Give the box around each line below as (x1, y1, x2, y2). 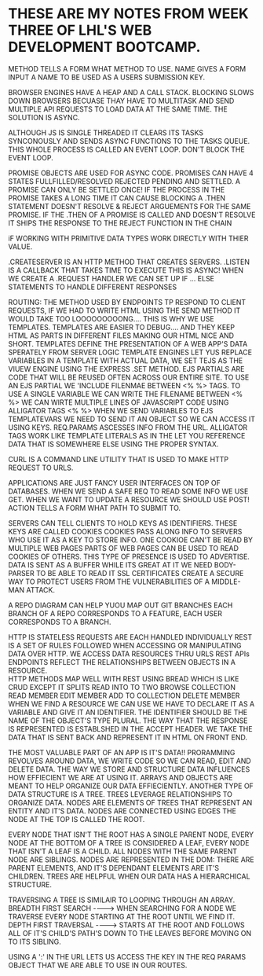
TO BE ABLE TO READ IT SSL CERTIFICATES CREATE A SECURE (35, 568, 244, 578)
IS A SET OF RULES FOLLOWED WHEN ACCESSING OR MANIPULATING (8, 640, 242, 650)
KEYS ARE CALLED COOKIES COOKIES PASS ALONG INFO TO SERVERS (8, 527, 243, 536)
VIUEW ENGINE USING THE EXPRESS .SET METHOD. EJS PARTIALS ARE (8, 364, 245, 373)
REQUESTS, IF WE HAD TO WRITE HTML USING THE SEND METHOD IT (8, 306, 241, 315)
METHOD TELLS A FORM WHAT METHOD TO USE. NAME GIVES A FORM (8, 64, 247, 73)
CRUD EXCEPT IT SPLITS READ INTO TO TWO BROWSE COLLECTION (8, 682, 236, 692)
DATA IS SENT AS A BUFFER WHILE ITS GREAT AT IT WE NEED (8, 560, 213, 570)
